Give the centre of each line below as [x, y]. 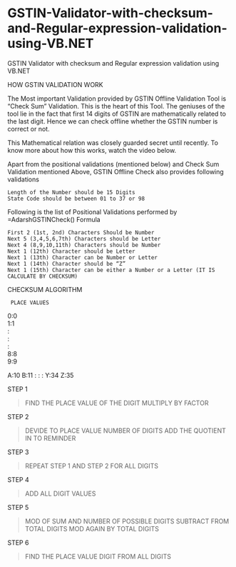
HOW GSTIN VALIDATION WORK [55, 84]
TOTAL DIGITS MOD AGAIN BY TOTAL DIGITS [92, 528]
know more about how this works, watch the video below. [92, 150]
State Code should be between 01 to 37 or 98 [76, 199]
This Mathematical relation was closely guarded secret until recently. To [113, 142]
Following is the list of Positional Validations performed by [92, 211]
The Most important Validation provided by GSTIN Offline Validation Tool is [117, 99]
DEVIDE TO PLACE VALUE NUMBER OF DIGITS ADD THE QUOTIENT [125, 431]
